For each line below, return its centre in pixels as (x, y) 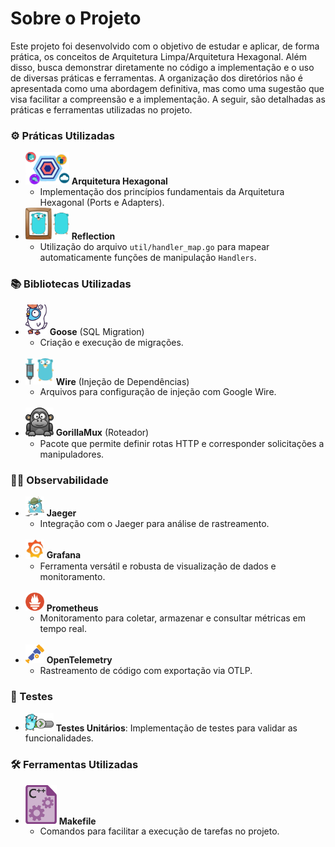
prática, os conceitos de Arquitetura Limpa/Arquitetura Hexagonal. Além (158, 56)
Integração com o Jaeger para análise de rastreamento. (154, 524)
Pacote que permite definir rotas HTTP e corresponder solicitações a (182, 443)
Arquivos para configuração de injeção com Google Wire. (158, 392)
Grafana (64, 555)
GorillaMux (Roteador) (102, 433)
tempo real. (63, 629)
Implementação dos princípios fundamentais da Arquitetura (162, 192)
